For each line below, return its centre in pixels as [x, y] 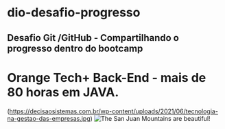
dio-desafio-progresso [74, 13]
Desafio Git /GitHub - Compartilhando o [93, 38]
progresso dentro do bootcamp [75, 48]
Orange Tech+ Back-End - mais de [107, 77]
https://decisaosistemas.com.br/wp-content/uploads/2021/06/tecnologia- [114, 111]
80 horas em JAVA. [63, 92]
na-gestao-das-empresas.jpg [49, 118]
